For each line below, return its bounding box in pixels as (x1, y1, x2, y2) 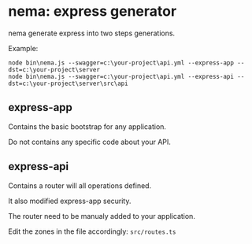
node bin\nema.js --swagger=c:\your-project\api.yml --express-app (8, 58, 235, 67)
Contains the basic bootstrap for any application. (8, 121, 167, 131)
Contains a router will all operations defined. (8, 180, 152, 190)
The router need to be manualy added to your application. (8, 211, 195, 220)
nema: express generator (8, 2, 177, 20)
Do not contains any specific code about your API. (8, 137, 172, 146)
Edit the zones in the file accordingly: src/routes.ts (8, 227, 176, 236)
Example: (8, 43, 39, 53)
